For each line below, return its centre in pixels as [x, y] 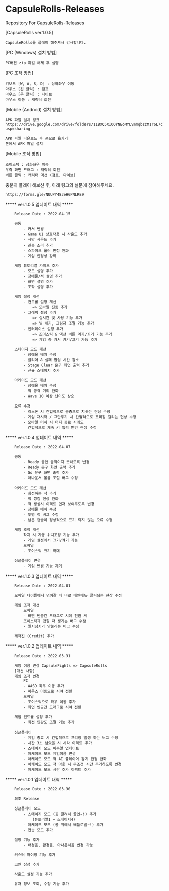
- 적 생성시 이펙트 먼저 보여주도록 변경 [59, 504]
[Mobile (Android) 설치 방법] [34, 109]
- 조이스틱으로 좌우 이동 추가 [50, 702]
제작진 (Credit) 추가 [34, 636]
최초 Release [27, 799]
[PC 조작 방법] [19, 73]
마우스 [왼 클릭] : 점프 [27, 89]
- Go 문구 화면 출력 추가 [46, 473]
